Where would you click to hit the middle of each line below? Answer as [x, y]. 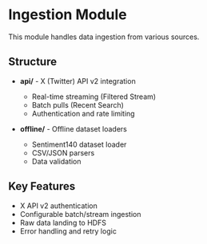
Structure [33, 62]
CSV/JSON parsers [63, 152]
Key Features [42, 186]
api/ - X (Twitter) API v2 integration [78, 81]
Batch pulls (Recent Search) [78, 104]
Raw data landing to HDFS [63, 222]
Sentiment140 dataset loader [79, 144]
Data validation [56, 161]
